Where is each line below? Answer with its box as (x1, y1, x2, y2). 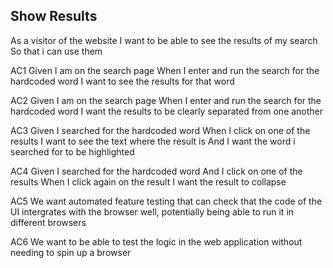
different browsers (10, 216, 87, 228)
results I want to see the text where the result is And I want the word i (10, 135, 296, 147)
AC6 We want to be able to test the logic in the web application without (10, 235, 303, 248)
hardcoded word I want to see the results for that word (10, 75, 235, 87)
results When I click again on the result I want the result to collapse (10, 175, 287, 188)
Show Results (10, 8, 98, 25)
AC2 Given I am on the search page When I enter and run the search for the (10, 94, 322, 106)
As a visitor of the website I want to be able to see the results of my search (10, 34, 318, 46)
